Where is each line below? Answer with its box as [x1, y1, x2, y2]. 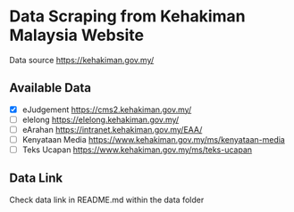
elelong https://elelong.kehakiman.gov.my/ [21, 114, 180, 125]
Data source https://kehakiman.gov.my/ [9, 54, 155, 65]
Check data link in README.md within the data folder [9, 194, 205, 205]
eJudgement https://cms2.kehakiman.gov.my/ [21, 104, 192, 115]
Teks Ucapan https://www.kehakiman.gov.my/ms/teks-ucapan [21, 144, 253, 155]
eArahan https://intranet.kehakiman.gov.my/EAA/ [21, 124, 203, 135]
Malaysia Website [9, 25, 145, 45]
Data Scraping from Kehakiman [9, 6, 246, 27]
